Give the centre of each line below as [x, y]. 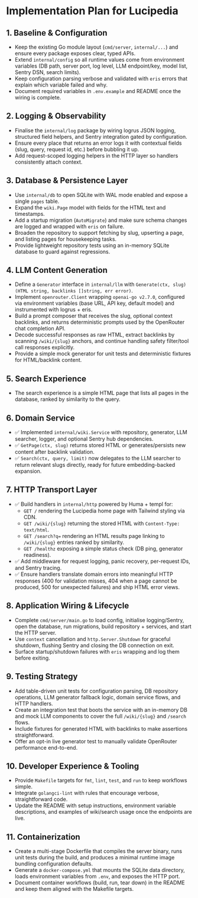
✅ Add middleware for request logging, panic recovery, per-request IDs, [102, 561]
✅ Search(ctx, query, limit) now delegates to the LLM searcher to [98, 458]
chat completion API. [40, 329]
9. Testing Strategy [42, 676]
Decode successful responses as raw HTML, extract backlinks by [95, 335]
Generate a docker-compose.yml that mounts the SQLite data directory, [100, 870]
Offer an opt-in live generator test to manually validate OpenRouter [96, 741]
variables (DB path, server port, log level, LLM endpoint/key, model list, [101, 66]
